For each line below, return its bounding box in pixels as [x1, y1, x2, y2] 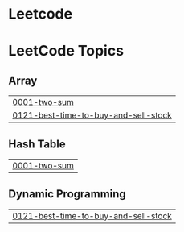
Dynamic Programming [8, 187, 126, 201]
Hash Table [8, 137, 66, 151]
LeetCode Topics [8, 42, 125, 60]
